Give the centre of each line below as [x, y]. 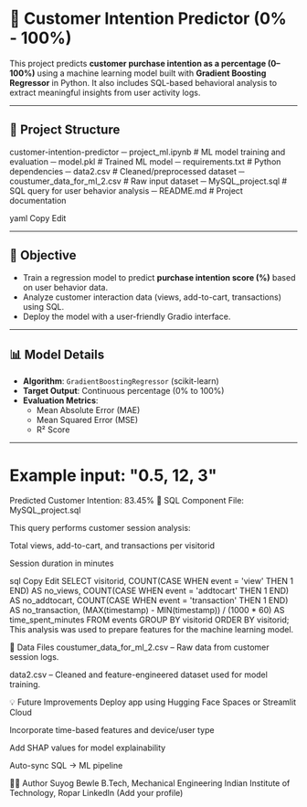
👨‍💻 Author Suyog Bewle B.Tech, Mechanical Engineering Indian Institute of [150, 783]
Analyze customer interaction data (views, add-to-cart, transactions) [152, 297]
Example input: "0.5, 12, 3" [113, 475]
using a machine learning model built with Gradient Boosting [152, 73]
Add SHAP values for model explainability [88, 748]
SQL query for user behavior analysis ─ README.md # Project [127, 190]
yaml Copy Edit [38, 218]
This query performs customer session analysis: [100, 528]
